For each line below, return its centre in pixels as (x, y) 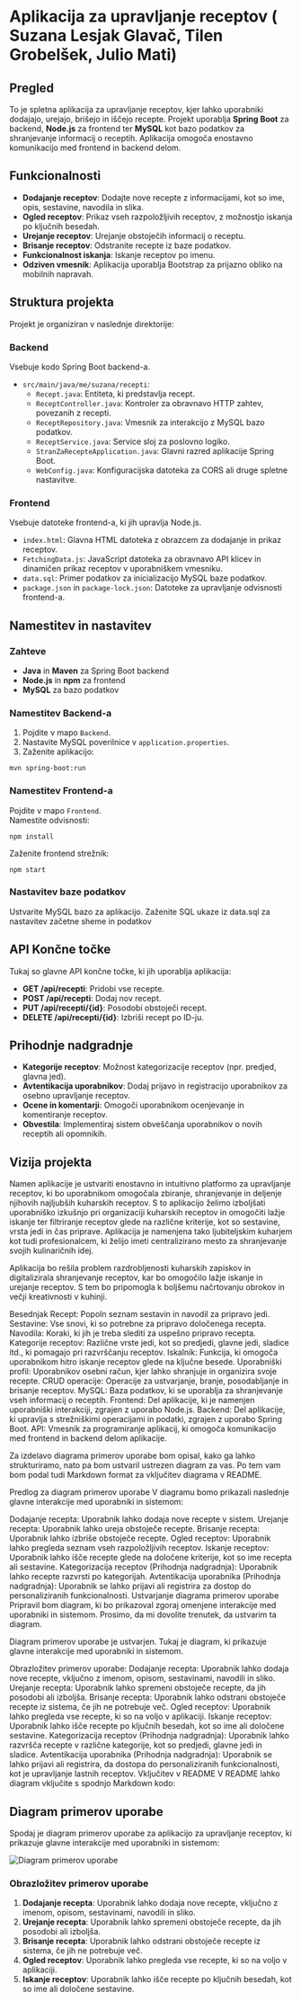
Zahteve (28, 651)
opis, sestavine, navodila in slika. (83, 207)
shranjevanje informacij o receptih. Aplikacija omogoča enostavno (131, 138)
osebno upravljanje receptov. (76, 1096)
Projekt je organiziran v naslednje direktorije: (92, 324)
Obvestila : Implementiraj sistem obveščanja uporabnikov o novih (142, 1125)
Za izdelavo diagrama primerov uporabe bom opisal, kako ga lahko (133, 1456)
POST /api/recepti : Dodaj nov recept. (92, 998)
